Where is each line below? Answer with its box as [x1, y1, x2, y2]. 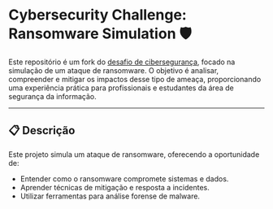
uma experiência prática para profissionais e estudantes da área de [8, 83, 234, 93]
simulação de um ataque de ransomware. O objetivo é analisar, [8, 65, 219, 75]
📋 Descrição [8, 124, 76, 137]
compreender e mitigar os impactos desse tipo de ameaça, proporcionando [8, 74, 262, 84]
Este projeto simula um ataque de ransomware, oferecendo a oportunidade [8, 149, 260, 159]
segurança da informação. [8, 91, 97, 101]
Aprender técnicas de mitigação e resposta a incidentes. [19, 182, 210, 192]
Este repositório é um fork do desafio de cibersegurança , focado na [8, 57, 236, 67]
